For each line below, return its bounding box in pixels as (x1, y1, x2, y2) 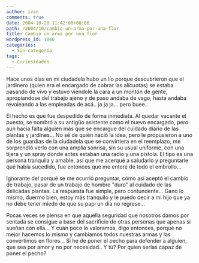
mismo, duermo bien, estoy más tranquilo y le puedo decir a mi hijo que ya (6, 194, 191, 201)
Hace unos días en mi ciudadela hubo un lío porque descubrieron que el (6, 75, 184, 82)
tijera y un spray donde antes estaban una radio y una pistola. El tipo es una (6, 150, 194, 157)
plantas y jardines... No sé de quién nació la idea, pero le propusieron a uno (6, 131, 193, 138)
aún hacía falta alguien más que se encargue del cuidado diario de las (6, 125, 179, 132)
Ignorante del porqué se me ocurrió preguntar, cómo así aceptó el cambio (6, 175, 189, 182)
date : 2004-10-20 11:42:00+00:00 (6, 20, 90, 26)
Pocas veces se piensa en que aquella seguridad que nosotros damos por (6, 212, 189, 219)
